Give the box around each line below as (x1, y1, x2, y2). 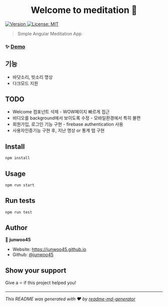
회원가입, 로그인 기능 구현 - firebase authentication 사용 (12, 121, 123, 127)
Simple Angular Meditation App (17, 30, 82, 36)
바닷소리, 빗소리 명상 (12, 74, 53, 80)
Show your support (5, 266, 66, 275)
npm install (5, 156, 30, 161)
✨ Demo (5, 43, 25, 50)
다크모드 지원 (12, 80, 38, 86)
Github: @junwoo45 (12, 252, 54, 258)
